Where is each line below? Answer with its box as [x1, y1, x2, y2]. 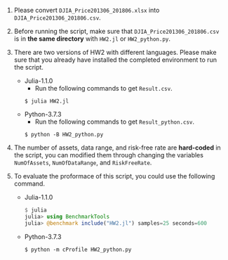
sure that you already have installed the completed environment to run [13, 56, 217, 64]
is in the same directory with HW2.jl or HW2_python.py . [13, 34, 170, 43]
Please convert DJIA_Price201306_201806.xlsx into [13, 6, 160, 14]
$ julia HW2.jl [24, 98, 69, 105]
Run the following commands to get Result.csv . [34, 84, 173, 92]
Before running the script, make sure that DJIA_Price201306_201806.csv [13, 27, 220, 35]
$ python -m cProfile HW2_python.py [24, 246, 132, 253]
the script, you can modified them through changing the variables [13, 151, 203, 159]
